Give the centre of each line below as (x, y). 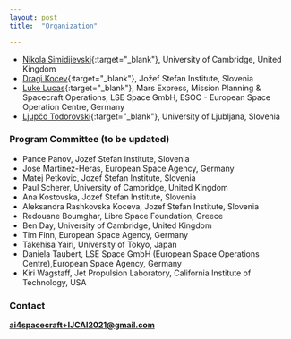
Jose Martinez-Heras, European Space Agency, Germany (128, 168)
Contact (27, 305)
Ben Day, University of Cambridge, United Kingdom (117, 225)
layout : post (34, 17)
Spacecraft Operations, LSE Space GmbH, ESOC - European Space (146, 97)
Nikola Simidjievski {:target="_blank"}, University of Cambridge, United (152, 59)
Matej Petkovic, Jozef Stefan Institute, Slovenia (109, 178)
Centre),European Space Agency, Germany (102, 263)
